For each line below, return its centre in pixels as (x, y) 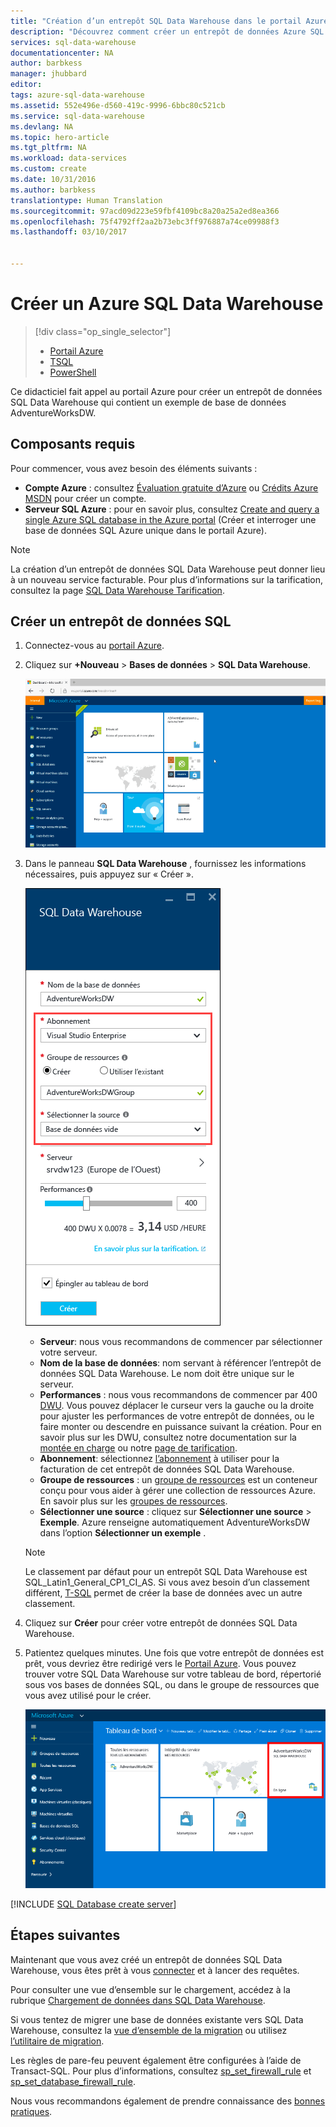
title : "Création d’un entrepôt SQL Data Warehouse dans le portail (156, 21)
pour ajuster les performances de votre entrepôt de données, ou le (177, 1416)
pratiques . (31, 2111)
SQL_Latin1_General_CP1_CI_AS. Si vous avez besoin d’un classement (167, 1582)
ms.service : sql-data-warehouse (77, 116)
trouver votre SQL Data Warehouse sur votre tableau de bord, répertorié (173, 1674)
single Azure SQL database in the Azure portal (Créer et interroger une (170, 519)
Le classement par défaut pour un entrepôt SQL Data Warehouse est (166, 1572)
